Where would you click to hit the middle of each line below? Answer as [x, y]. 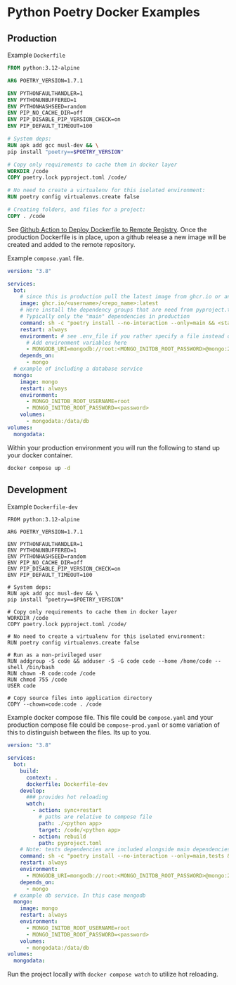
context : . [42, 777]
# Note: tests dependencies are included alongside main [105, 850]
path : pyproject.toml [70, 843]
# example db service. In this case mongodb [80, 895]
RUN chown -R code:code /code [52, 674]
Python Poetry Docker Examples [104, 12]
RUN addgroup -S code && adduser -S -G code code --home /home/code [110, 661]
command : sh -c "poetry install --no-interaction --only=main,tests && [127, 856]
